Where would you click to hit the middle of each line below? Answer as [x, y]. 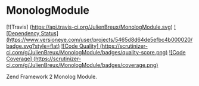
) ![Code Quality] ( [80, 46]
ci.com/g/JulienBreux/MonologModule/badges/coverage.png [81, 65]
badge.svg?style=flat [32, 46]
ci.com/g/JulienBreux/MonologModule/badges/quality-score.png [86, 52]
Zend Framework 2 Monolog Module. [52, 76]
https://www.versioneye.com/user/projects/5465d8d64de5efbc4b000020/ [100, 39]
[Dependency [23, 33]
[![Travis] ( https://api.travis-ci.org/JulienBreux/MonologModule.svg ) [89, 27]
